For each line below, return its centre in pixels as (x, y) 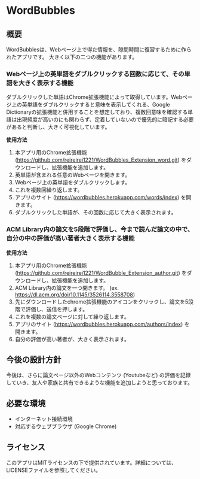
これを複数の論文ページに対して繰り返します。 (72, 316)
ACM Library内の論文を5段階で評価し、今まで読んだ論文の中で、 (100, 229)
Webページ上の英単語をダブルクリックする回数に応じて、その (95, 74)
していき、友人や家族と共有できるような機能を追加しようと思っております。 (99, 383)
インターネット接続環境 (44, 419)
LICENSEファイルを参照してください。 (54, 470)
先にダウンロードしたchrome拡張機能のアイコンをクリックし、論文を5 (101, 301)
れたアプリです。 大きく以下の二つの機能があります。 (72, 57)
